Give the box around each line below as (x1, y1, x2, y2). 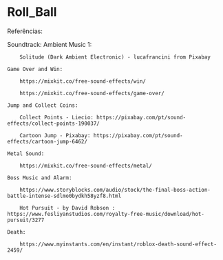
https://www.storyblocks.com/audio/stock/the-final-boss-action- (19, 186, 211, 193)
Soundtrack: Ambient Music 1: (7, 40, 92, 48)
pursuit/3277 (7, 217, 45, 223)
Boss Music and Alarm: (7, 174, 72, 181)
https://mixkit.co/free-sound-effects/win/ (19, 77, 147, 85)
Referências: (7, 27, 43, 35)
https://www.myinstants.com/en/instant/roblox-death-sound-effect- (19, 241, 217, 248)
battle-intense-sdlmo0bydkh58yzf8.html (7, 192, 122, 199)
